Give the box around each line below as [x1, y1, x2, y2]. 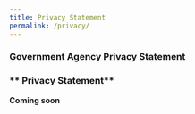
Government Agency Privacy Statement [9, 51, 186, 63]
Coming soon [9, 94, 61, 105]
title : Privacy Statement [9, 12, 106, 22]
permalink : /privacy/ [9, 21, 90, 30]
